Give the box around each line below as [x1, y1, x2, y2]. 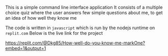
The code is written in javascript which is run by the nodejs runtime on [5, 25, 155, 31]
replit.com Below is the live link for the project [5, 30, 103, 36]
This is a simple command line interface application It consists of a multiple [5, 5, 163, 10]
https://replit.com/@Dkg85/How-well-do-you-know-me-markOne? [5, 40, 146, 46]
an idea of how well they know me [5, 15, 77, 21]
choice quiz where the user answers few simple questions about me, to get [5, 10, 163, 16]
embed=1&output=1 [5, 45, 46, 51]
